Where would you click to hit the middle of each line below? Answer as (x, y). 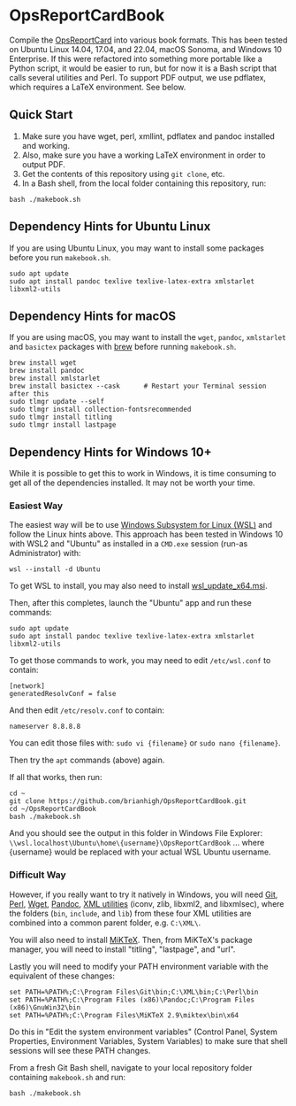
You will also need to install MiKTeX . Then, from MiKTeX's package (131, 940)
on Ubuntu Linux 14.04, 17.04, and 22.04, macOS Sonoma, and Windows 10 (146, 49)
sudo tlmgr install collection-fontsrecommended (100, 410)
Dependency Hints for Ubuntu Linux (110, 227)
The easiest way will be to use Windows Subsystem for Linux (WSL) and (140, 525)
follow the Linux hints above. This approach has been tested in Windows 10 (146, 534)
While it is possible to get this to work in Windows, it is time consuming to (143, 474)
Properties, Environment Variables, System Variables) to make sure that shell (148, 1040)
